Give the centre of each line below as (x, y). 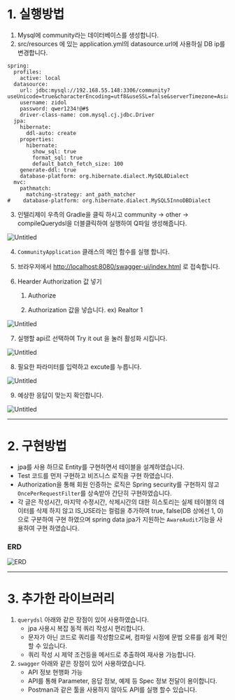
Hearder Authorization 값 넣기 (60, 281)
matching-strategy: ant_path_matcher (81, 194)
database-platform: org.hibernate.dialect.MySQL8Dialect (105, 176)
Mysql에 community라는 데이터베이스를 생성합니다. (88, 35)
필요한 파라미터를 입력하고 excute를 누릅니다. (79, 366)
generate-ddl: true (48, 170)
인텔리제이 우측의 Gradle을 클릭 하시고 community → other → (103, 214)
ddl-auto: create (51, 133)
